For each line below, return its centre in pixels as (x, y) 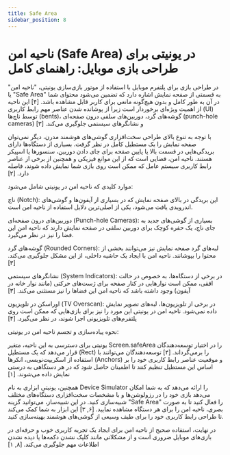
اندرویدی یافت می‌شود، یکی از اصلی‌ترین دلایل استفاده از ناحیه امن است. (100, 207)
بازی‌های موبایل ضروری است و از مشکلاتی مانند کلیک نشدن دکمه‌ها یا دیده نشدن (110, 437)
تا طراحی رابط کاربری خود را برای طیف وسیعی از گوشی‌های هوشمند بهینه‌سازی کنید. (116, 417)
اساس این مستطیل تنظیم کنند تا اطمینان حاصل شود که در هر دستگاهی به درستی (111, 367)
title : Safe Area (33, 13)
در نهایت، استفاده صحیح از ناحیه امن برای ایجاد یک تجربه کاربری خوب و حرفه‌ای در (112, 430)
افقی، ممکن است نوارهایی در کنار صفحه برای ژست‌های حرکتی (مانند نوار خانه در (111, 283)
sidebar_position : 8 (37, 20)
